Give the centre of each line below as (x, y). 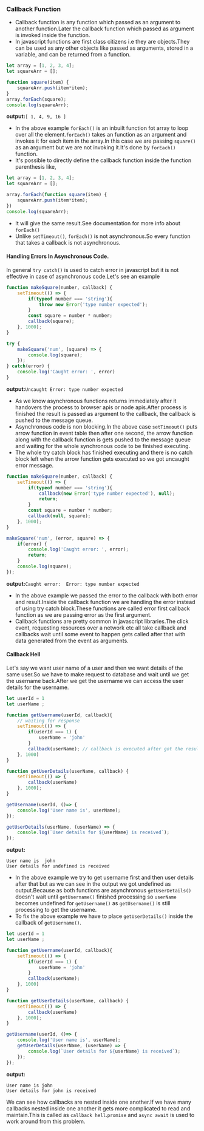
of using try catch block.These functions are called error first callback (102, 608)
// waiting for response (49, 721)
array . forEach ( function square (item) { (57, 195)
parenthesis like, (36, 167)
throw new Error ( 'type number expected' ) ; (93, 304)
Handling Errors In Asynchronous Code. (58, 256)
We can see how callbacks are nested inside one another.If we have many (99, 1102)
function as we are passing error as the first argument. (83, 614)
